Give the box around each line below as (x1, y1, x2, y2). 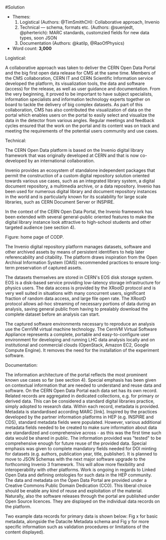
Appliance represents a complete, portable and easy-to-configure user (5, 332, 150, 337)
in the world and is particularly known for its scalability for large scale (5, 194, 147, 200)
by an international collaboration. (28, 158, 95, 163)
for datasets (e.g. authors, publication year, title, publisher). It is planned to (5, 451, 158, 457)
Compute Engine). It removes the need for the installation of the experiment (5, 347, 160, 353)
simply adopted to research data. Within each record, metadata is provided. (5, 404, 160, 409)
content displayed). (5, 529, 45, 535)
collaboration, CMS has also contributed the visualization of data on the (5, 107, 151, 113)
